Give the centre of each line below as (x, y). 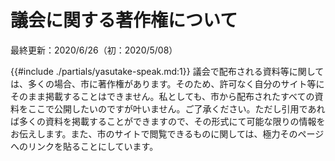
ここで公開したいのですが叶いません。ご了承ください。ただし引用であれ (176, 108)
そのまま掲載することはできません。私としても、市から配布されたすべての (162, 96)
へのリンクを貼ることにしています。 (84, 146)
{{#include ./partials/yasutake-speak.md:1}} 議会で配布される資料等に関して (167, 71)
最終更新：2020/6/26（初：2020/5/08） (94, 50)
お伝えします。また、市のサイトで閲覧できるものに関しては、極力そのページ (167, 133)
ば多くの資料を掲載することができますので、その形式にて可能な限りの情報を (168, 121)
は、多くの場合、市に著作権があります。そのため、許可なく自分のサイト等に (167, 83)
